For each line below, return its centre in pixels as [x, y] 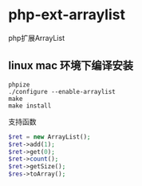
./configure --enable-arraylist [62, 91]
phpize [19, 85]
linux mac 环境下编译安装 [71, 66]
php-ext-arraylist [67, 15]
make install [30, 106]
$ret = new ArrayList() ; [49, 137]
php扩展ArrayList [37, 38]
